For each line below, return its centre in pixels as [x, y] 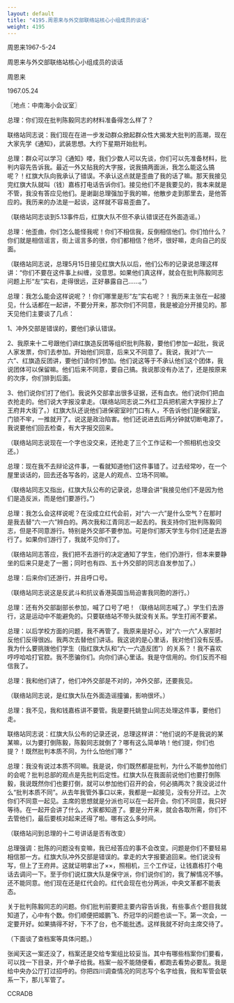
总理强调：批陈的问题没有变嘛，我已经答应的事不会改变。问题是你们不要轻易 [117, 848]
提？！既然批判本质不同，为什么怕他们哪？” [70, 751]
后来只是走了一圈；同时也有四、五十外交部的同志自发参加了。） [109, 563]
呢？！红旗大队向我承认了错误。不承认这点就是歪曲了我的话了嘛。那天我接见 [117, 176]
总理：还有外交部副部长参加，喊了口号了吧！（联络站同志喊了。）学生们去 [112, 608]
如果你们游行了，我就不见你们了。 [74, 540]
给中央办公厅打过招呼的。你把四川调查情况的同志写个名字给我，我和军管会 [114, 971]
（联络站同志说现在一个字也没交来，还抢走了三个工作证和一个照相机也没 [111, 443]
